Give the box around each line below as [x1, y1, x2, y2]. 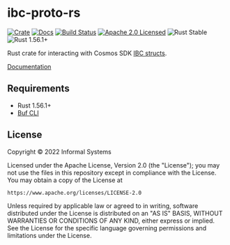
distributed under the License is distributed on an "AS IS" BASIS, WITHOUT [7, 209, 223, 217]
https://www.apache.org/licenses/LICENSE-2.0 [7, 189, 141, 196]
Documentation [7, 62, 52, 70]
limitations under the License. [7, 231, 92, 239]
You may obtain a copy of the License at [7, 176, 123, 184]
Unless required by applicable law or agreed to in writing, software [7, 201, 199, 210]
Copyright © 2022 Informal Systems [7, 147, 112, 156]
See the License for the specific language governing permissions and [7, 223, 207, 232]
